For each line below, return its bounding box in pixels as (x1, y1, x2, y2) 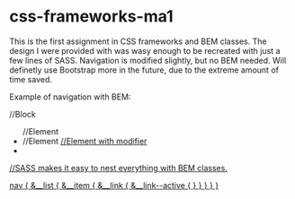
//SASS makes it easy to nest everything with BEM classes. (9, 162, 228, 173)
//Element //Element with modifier (22, 135, 147, 146)
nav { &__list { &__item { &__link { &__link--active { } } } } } (9, 179, 219, 190)
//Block (9, 108, 36, 119)
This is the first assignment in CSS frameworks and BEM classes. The (9, 36, 267, 47)
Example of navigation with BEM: (9, 91, 131, 102)
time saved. (9, 74, 52, 84)
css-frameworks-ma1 (9, 6, 174, 27)
